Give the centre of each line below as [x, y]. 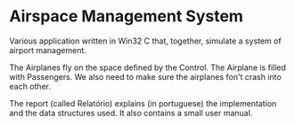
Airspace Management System [126, 16]
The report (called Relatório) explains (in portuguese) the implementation [143, 103]
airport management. [48, 50]
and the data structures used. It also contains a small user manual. [131, 113]
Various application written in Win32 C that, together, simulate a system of [146, 41]
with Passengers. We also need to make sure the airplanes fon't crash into [146, 76]
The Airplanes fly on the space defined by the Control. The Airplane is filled [148, 67]
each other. [30, 86]
